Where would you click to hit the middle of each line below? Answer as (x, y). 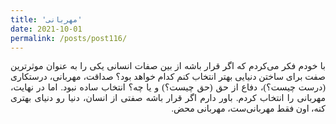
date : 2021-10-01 (46, 29)
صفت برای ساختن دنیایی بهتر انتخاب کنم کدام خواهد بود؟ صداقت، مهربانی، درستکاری (168, 77)
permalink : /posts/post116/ (69, 38)
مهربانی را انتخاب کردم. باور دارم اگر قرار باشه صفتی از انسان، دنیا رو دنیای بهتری (168, 98)
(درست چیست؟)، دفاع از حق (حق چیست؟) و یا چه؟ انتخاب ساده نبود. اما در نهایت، (168, 87)
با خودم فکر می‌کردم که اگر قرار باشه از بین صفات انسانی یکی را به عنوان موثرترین (168, 66)
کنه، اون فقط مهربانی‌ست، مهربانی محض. (248, 109)
